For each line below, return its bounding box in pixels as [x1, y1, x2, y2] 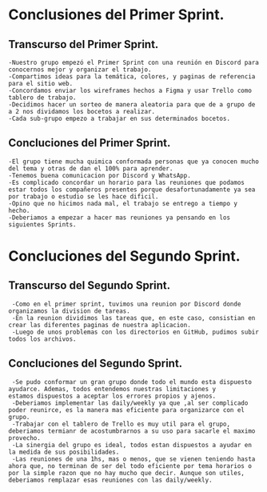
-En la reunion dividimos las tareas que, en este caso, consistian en [11, 314, 256, 322]
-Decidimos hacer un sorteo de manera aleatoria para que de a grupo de [8, 101, 256, 109]
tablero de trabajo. [8, 94, 78, 102]
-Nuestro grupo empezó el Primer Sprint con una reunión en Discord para [8, 58, 260, 66]
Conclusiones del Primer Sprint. [8, 6, 225, 24]
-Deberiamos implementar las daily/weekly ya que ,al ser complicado [11, 398, 249, 407]
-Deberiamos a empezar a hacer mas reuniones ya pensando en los [8, 214, 230, 222]
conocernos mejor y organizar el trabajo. [8, 66, 152, 74]
